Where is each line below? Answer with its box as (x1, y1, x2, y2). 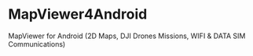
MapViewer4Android (8, 5, 148, 23)
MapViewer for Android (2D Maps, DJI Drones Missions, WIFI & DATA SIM (8, 31, 246, 40)
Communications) (8, 39, 66, 48)
